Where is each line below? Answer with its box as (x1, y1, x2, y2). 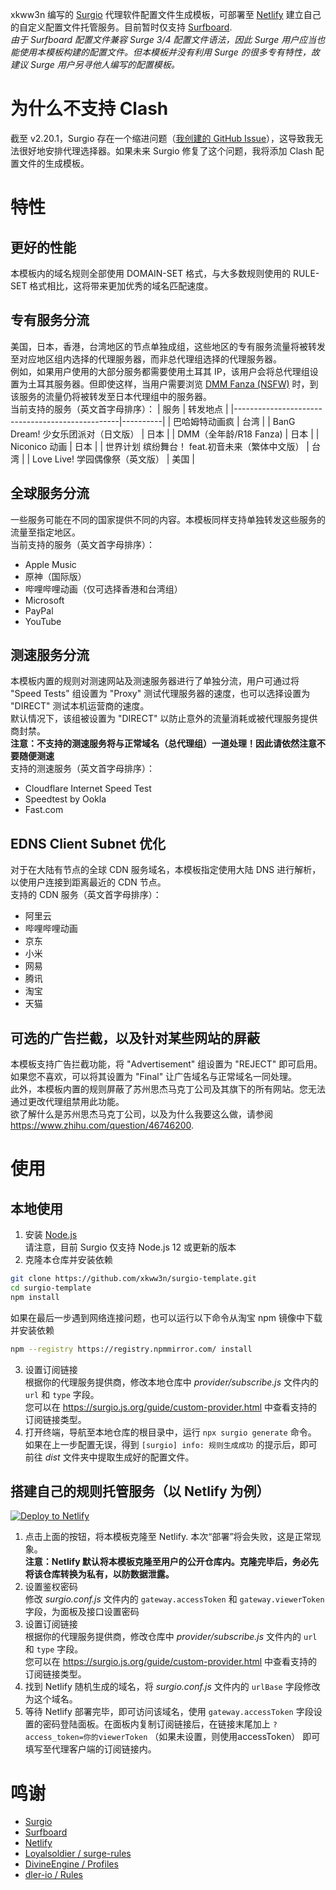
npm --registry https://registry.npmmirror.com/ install (10, 1344, 253, 1354)
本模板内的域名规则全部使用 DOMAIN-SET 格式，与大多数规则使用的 (10, 267, 292, 279)
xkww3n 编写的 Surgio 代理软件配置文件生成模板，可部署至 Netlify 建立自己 (10, 9, 322, 20)
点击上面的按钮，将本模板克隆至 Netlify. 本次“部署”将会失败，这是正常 (24, 1531, 313, 1543)
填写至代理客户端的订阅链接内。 (24, 1743, 157, 1755)
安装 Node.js (24, 1229, 78, 1240)
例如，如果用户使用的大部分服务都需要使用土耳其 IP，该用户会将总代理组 (10, 365, 310, 377)
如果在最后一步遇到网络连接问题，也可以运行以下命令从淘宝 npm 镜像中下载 (10, 1311, 323, 1323)
